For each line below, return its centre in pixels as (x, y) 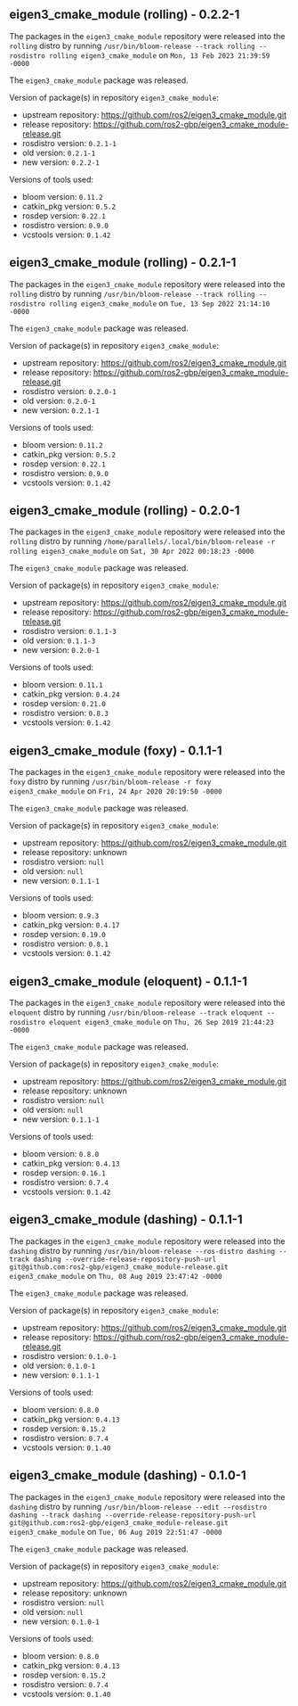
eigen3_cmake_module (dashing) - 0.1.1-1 (126, 1220)
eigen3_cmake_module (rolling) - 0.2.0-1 (125, 511)
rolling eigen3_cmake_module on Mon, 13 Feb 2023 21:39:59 (159, 55)
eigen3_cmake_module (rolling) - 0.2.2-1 (125, 15)
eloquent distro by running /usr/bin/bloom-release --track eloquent (137, 1012)
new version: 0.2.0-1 (60, 650)
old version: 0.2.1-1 (59, 152)
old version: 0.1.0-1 (59, 1365)
